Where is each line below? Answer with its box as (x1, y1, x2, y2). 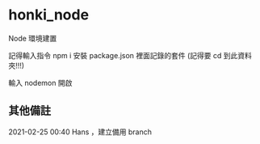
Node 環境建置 (8, 33, 57, 43)
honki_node (8, 6, 90, 24)
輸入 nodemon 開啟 (8, 78, 73, 87)
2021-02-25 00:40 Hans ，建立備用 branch (8, 127, 152, 137)
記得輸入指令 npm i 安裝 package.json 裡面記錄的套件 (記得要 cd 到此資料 (8, 50, 253, 60)
